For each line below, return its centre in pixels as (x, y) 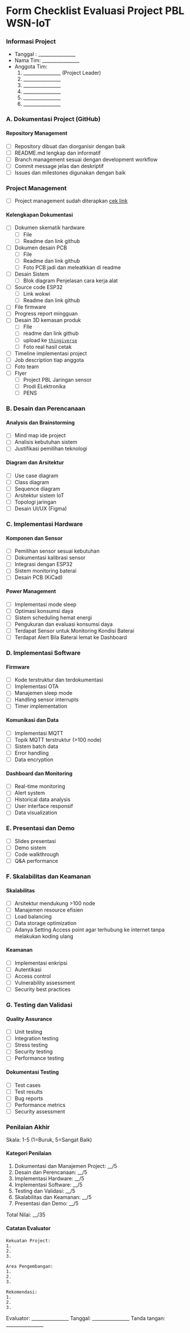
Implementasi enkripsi (41, 963)
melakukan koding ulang (44, 936)
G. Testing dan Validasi (39, 1005)
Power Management (31, 591)
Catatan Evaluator (28, 1228)
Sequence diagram (37, 489)
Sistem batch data (36, 746)
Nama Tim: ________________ (47, 60)
